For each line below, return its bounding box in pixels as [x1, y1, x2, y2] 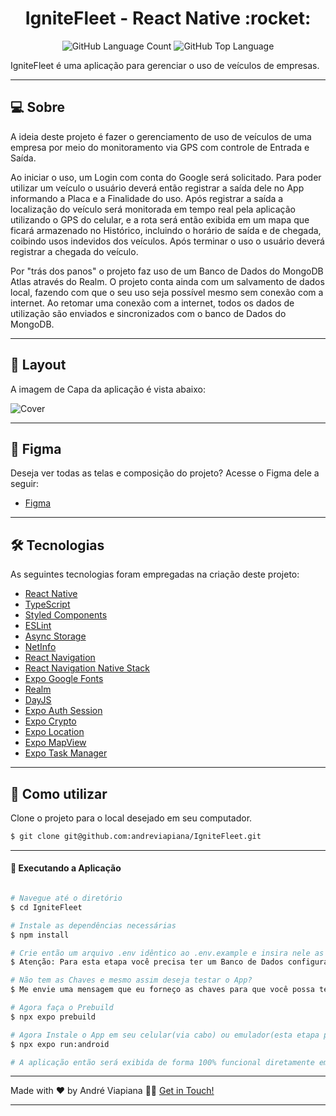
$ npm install [10, 930, 70, 940]
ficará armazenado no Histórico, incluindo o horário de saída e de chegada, [10, 224, 322, 236]
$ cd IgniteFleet [10, 902, 83, 912]
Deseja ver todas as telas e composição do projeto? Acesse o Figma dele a [10, 467, 320, 479]
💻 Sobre [10, 99, 65, 116]
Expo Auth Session [24, 705, 103, 717]
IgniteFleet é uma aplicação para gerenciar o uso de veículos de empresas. [10, 59, 320, 71]
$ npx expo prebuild [10, 1012, 97, 1022]
